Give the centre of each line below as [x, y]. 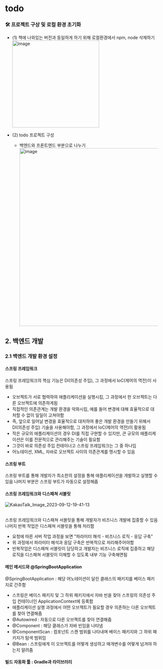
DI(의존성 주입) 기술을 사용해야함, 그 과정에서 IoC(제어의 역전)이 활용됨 [79, 427]
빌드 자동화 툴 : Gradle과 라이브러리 [39, 662]
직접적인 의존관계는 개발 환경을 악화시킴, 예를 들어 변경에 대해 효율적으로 [81, 409]
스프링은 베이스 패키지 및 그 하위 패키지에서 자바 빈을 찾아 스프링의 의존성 [81, 595]
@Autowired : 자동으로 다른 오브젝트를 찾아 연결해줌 [62, 619]
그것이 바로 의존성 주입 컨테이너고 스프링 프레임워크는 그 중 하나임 [74, 446]
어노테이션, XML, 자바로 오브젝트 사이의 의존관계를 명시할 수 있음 [73, 452]
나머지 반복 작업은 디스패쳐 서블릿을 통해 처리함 [50, 526]
